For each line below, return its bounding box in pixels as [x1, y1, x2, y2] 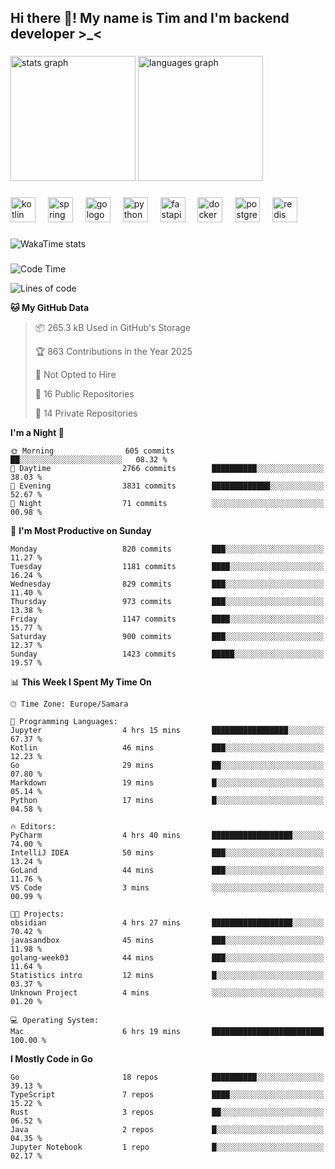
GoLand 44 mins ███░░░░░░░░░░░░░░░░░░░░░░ [10, 866, 325, 876]
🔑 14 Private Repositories [34, 407, 138, 420]
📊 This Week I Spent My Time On [10, 676, 152, 688]
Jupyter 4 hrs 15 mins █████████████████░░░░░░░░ [10, 726, 325, 736]
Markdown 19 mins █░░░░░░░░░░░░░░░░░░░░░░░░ [10, 778, 325, 788]
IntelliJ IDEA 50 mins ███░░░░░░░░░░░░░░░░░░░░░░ [10, 848, 325, 858]
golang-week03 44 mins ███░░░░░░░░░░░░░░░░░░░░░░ [10, 953, 325, 963]
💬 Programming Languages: [10, 717, 118, 727]
